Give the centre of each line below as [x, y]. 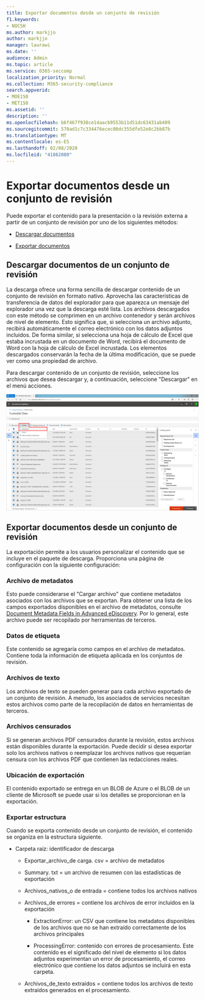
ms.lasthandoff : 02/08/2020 [42, 149]
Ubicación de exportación [45, 775]
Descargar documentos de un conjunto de [88, 265]
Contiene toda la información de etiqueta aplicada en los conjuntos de [95, 656]
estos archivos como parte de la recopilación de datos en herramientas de [100, 704]
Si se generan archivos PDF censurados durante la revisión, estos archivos [100, 740]
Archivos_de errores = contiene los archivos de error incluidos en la [109, 903]
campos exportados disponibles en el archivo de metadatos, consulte [94, 607]
